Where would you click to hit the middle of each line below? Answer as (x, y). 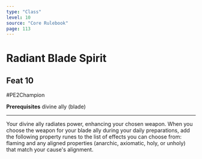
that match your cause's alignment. (50, 150)
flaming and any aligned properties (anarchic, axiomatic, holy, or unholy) (96, 143)
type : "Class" (24, 12)
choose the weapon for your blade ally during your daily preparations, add (98, 131)
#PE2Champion (26, 95)
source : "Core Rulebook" (37, 23)
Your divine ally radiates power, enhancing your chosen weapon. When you (99, 124)
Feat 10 (20, 80)
